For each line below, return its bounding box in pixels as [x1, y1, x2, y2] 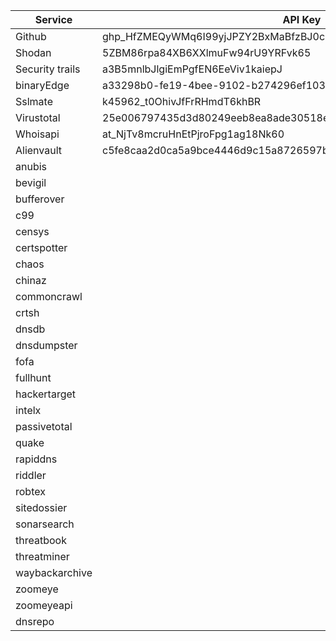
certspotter [15, 241, 68, 254]
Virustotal [15, 111, 61, 124]
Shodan [15, 46, 52, 59]
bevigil [15, 176, 47, 189]
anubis [15, 160, 48, 173]
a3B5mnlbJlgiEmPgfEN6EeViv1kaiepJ [102, 62, 283, 76]
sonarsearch [15, 517, 75, 531]
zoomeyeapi [15, 599, 73, 612]
